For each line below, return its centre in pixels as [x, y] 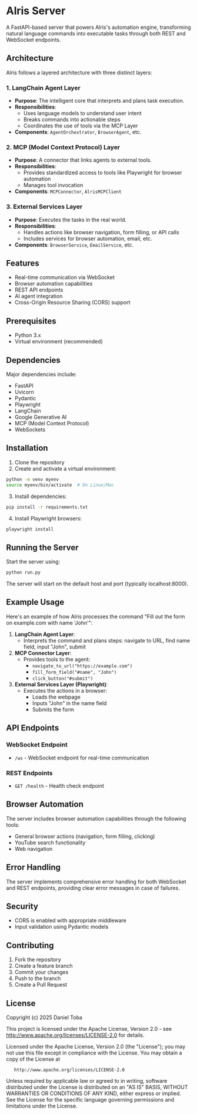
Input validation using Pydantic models [61, 927]
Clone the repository [39, 462]
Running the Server [42, 547]
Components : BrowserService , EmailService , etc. [74, 245]
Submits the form [53, 709]
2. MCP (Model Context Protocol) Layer [63, 147]
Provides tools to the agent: [57, 659]
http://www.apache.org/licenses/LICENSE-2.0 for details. [75, 1035]
